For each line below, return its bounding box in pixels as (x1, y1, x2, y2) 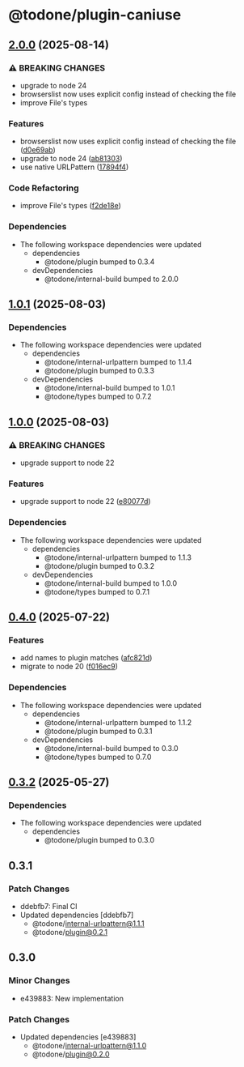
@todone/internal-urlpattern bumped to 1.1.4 (44, 357, 192, 367)
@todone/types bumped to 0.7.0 (44, 752, 152, 762)
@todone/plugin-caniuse (8, 6, 182, 24)
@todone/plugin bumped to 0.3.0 (44, 835, 155, 845)
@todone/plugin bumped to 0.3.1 (44, 726, 153, 736)
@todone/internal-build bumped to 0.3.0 (44, 743, 179, 753)
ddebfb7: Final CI (19, 902, 78, 911)
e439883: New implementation (19, 993, 124, 1003)
